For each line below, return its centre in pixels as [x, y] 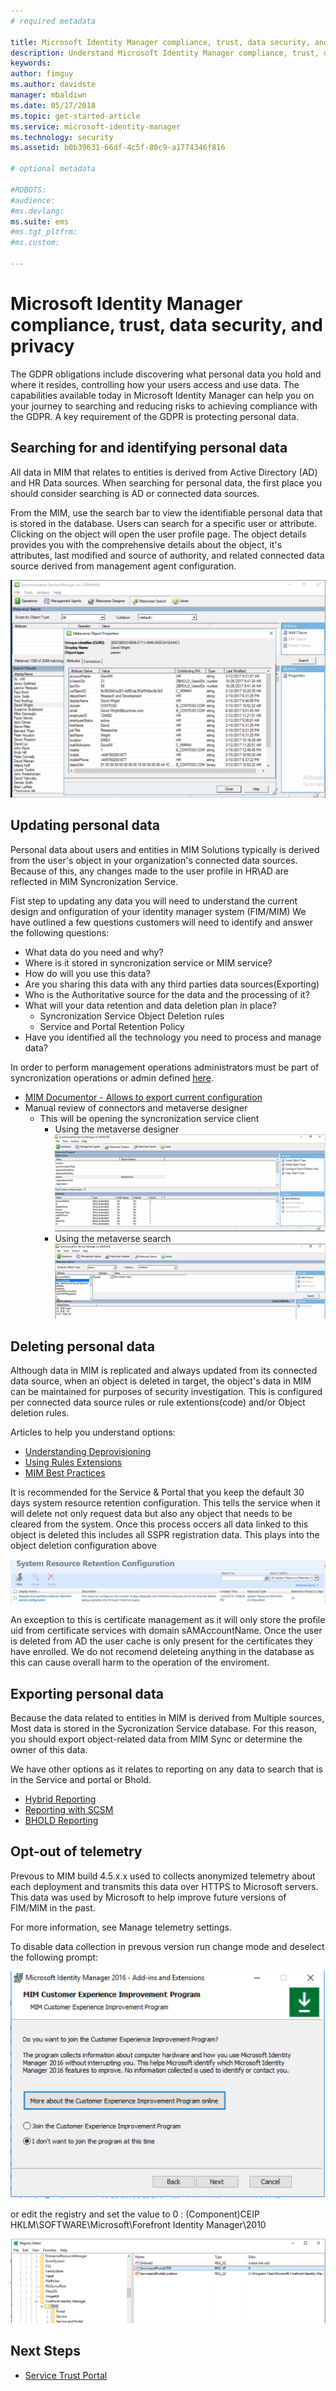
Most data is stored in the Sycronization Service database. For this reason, [164, 1728]
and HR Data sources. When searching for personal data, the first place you [166, 482]
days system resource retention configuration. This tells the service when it [165, 1503]
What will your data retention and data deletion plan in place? [150, 1005]
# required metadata [53, 21]
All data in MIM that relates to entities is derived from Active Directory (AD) [164, 472]
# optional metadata [53, 169]
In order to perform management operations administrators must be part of [165, 1067]
